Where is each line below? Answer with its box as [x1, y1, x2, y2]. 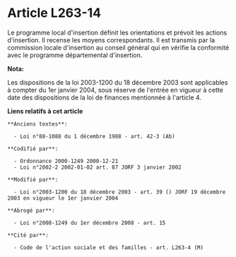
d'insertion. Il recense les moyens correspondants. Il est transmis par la [7, 35, 216, 44]
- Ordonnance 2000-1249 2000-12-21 [13, 157, 119, 165]
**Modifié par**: [7, 176, 59, 183]
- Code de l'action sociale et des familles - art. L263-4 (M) [13, 244, 203, 251]
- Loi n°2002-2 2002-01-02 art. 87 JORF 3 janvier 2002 [13, 164, 182, 171]
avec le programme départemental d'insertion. [7, 51, 143, 59]
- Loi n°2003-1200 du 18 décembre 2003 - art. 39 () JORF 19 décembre [13, 189, 226, 196]
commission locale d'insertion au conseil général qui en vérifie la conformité [7, 43, 230, 52]
